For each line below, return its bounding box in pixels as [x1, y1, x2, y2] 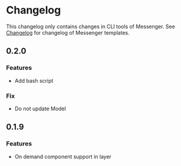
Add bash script [14, 77, 54, 84]
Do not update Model [14, 105, 66, 112]
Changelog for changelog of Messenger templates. [6, 29, 130, 36]
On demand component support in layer [14, 153, 112, 160]
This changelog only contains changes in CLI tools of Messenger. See [6, 23, 175, 30]
